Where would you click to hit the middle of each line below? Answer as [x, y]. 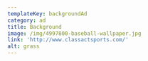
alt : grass [23, 46]
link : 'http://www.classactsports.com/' [68, 40]
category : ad [27, 20]
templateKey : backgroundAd [47, 14]
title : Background [35, 27]
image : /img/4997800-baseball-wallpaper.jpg [74, 33]
